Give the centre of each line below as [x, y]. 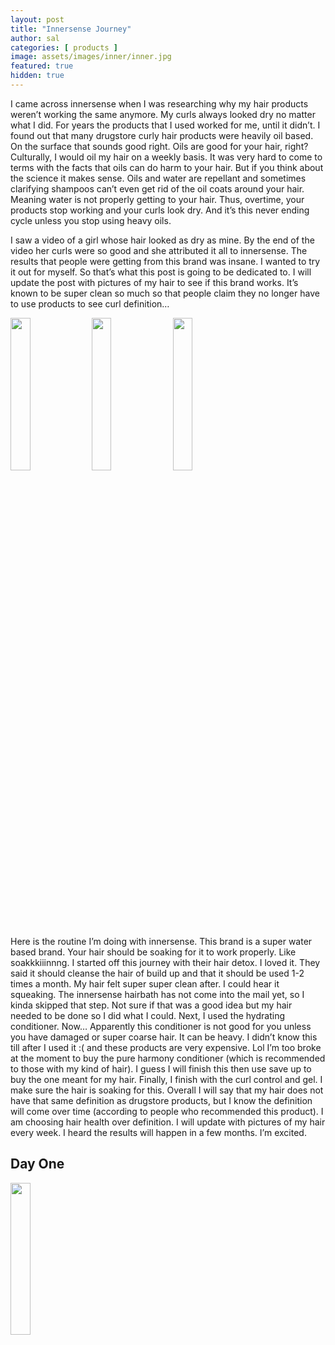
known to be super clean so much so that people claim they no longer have [165, 293]
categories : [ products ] [64, 47]
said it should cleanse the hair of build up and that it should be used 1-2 [157, 973]
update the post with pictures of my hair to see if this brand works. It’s [154, 282]
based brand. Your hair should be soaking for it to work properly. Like [153, 952]
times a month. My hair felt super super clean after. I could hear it [145, 983]
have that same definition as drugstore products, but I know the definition [161, 1100]
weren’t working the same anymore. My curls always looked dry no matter [163, 114]
